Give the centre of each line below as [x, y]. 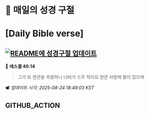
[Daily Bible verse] [44, 34]
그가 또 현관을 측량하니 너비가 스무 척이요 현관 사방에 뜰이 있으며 [81, 77]
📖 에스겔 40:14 [20, 66]
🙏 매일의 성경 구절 [40, 10]
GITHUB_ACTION [33, 105]
